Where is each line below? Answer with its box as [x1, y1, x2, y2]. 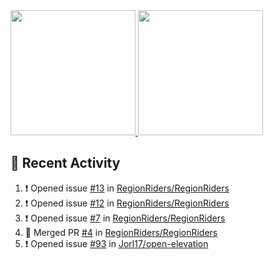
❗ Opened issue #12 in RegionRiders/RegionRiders [24, 197, 230, 209]
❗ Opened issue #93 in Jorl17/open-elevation [24, 237, 209, 249]
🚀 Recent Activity [10, 155, 121, 172]
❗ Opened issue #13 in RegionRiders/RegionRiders [24, 182, 230, 194]
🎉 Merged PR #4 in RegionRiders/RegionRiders [24, 226, 218, 238]
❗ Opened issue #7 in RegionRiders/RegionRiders [24, 212, 226, 224]
